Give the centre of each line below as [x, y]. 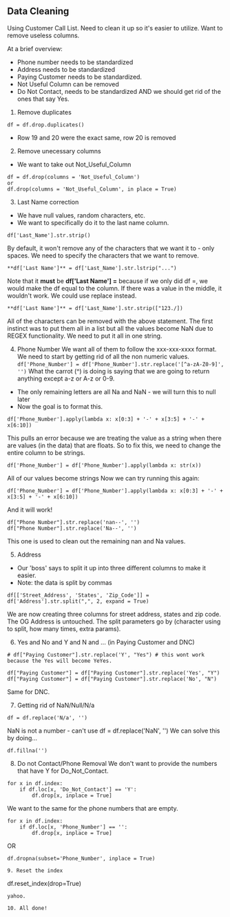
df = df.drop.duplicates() [46, 125]
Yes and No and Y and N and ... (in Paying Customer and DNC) [106, 642]
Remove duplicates [44, 112]
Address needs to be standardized [66, 69]
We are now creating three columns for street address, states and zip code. [114, 614]
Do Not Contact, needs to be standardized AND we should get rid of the [119, 91]
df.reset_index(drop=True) [44, 883]
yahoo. [17, 896]
